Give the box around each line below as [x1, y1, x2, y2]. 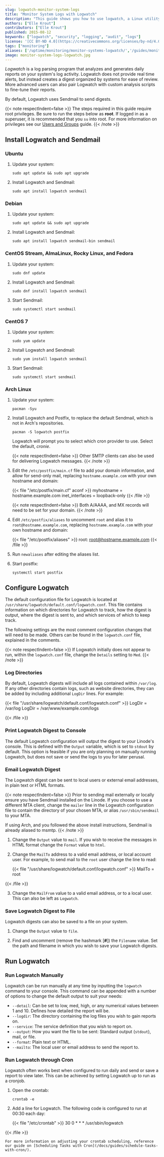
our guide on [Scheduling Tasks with [5, 1143, 82, 1148]
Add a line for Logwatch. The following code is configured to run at [12, 1106, 147, 1112]
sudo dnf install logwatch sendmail [12, 289, 87, 293]
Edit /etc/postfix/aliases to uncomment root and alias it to [12, 517, 133, 523]
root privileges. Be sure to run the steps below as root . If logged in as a [5, 111, 148, 117]
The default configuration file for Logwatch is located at [5, 597, 117, 602]
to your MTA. [5, 812, 31, 818]
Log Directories [5, 669, 42, 676]
